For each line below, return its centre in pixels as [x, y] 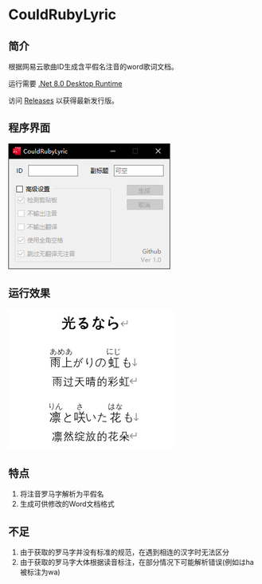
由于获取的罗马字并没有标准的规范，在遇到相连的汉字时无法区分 [124, 552]
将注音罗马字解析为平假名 [62, 494]
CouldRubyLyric [63, 15]
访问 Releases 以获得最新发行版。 [64, 100]
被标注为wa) [40, 572]
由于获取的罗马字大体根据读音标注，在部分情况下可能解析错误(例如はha [137, 562]
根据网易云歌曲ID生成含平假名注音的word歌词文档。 [94, 67]
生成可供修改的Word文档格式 [67, 504]
